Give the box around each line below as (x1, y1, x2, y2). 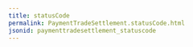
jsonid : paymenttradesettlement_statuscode (8, 26, 157, 34)
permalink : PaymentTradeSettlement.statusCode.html (8, 19, 185, 27)
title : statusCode (8, 11, 70, 20)
